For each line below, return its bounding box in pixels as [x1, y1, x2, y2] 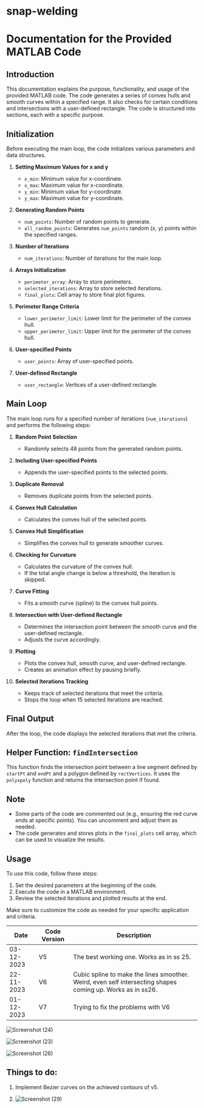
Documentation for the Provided [6, 32, 172, 46]
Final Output [6, 714, 54, 724]
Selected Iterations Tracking [15, 677, 89, 685]
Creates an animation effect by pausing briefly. [24, 666, 141, 673]
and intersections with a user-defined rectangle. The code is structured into [6, 105, 196, 112]
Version [41, 935, 65, 944]
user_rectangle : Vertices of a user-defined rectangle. [24, 382, 158, 388]
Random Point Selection [15, 433, 77, 441]
